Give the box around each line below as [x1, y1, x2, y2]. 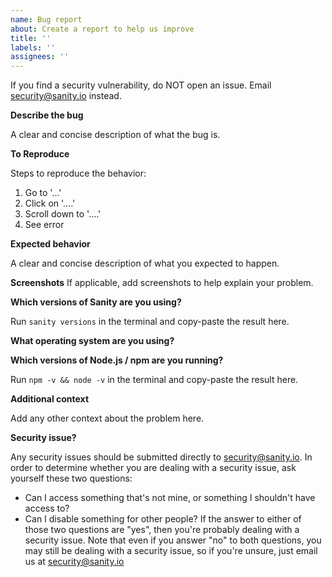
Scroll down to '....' [24, 208, 102, 220]
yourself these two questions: [10, 472, 133, 485]
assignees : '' [10, 52, 70, 62]
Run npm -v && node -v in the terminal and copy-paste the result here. [10, 374, 299, 386]
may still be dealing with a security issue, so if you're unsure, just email [24, 545, 318, 557]
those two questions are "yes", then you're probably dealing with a [24, 524, 300, 536]
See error [24, 219, 65, 231]
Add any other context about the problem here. [10, 412, 205, 425]
